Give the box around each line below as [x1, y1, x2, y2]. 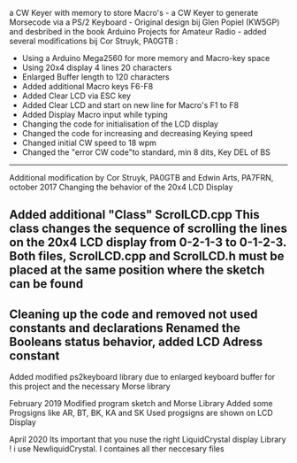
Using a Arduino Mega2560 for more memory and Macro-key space [21, 53, 270, 63]
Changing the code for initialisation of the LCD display [21, 119, 219, 129]
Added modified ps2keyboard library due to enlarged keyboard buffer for [9, 372, 276, 382]
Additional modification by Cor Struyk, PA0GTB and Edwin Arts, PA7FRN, [9, 173, 274, 182]
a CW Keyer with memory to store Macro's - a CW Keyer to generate [9, 8, 259, 18]
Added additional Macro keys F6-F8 [21, 81, 154, 91]
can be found [9, 276, 84, 291]
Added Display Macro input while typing [21, 110, 168, 120]
